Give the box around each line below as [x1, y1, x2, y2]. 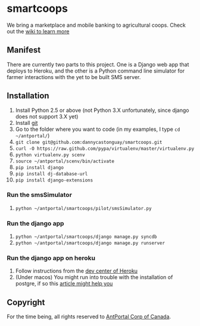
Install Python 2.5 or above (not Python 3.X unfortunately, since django [15, 106, 189, 114]
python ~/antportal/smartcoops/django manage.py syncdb [15, 234, 157, 240]
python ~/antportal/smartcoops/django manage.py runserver [15, 240, 165, 246]
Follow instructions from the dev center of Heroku [15, 267, 138, 275]
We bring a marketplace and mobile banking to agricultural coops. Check [7, 21, 186, 29]
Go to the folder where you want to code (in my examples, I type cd [15, 126, 180, 133]
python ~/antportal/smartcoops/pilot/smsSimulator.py [15, 205, 152, 211]
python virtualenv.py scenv [15, 152, 85, 158]
